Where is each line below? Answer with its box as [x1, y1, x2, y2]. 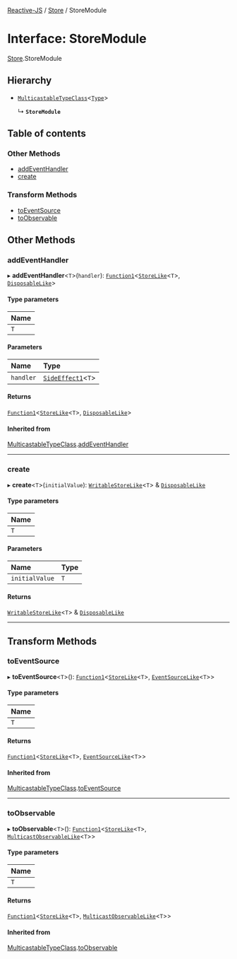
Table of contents [7, 127, 86, 140]
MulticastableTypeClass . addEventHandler [7, 440, 129, 448]
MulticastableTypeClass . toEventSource [7, 784, 121, 793]
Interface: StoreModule [7, 31, 147, 47]
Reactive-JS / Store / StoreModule [7, 6, 107, 14]
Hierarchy [7, 74, 52, 87]
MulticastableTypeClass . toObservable [7, 943, 118, 952]
